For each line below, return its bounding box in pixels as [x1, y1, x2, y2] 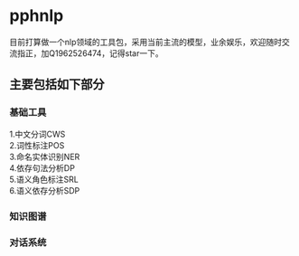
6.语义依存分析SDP [9, 185, 80, 195]
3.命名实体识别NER [9, 151, 80, 162]
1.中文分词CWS [9, 128, 66, 139]
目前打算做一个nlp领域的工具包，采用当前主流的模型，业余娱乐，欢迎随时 [9, 36, 283, 47]
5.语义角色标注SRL [9, 174, 79, 185]
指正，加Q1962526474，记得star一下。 [16, 47, 164, 59]
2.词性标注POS [9, 139, 65, 150]
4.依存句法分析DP [9, 162, 75, 173]
